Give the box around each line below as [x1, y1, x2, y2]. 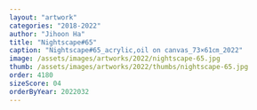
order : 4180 [9, 71, 53, 80]
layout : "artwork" [9, 12, 77, 22]
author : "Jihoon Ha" [9, 29, 86, 38]
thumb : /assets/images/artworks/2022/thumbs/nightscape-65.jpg [9, 63, 249, 72]
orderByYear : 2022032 [9, 87, 90, 96]
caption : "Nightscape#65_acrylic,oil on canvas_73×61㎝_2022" [9, 46, 243, 55]
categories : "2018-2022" [9, 21, 101, 30]
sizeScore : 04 [9, 79, 62, 88]
